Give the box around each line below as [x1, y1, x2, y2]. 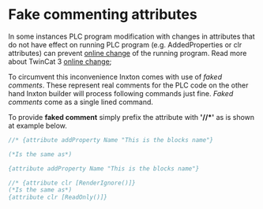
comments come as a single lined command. [8, 97, 154, 106]
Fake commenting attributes [8, 6, 197, 24]
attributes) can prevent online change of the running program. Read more [8, 48, 247, 58]
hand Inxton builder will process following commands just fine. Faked [8, 88, 234, 98]
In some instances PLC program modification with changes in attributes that [8, 32, 255, 41]
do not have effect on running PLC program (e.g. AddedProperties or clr [8, 39, 242, 49]
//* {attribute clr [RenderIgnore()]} [8, 179, 136, 187]
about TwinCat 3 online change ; [8, 57, 112, 66]
